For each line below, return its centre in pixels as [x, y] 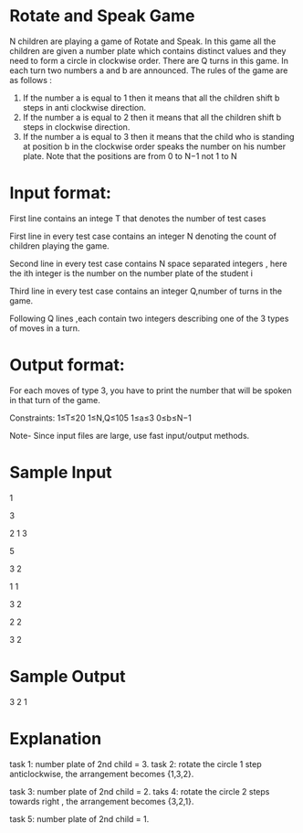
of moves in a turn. [45, 328]
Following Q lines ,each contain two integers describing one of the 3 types [149, 318]
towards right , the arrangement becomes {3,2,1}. [102, 801]
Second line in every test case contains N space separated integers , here [148, 263]
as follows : [31, 80]
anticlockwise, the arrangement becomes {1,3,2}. [102, 774]
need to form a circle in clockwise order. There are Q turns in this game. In [149, 60]
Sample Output [68, 676]
